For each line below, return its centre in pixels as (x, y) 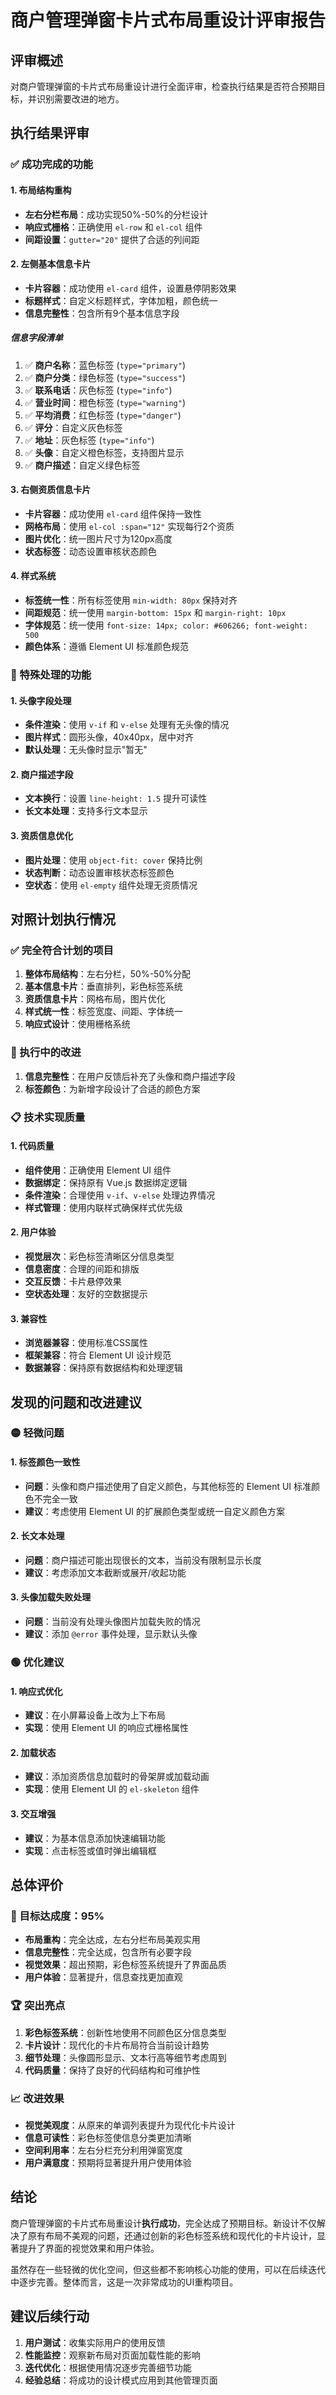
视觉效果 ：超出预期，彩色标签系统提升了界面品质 (125, 1965)
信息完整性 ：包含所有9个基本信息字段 (102, 313)
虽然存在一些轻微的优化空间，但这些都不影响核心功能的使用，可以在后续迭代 (168, 2269)
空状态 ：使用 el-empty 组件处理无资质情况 (111, 885)
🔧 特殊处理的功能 (51, 675)
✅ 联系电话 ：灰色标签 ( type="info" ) (98, 390)
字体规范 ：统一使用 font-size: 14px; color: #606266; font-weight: (166, 625)
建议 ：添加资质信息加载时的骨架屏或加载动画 (117, 1777)
